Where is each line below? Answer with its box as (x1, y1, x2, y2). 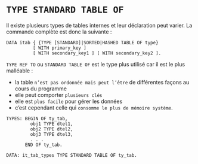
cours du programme (14, 85, 67, 92)
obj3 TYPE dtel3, (30, 131, 73, 137)
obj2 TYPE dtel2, (30, 126, 73, 132)
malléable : (6, 67, 33, 74)
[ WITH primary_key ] (32, 45, 86, 51)
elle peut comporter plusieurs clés (14, 91, 103, 98)
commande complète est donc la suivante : (6, 28, 112, 35)
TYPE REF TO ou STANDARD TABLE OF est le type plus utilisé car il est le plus (6, 60, 185, 68)
